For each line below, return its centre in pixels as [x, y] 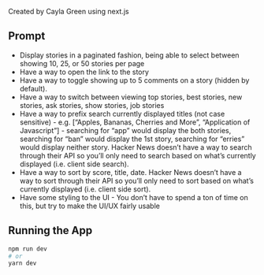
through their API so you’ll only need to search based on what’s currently [138, 155]
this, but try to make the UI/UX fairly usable [89, 206]
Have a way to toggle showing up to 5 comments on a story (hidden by [134, 80]
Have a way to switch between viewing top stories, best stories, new [131, 97]
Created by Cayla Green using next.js [69, 11]
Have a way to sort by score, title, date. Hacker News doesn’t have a [130, 172]
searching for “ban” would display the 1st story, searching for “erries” [132, 139]
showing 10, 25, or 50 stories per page [82, 63]
